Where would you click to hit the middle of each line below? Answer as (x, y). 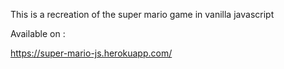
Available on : (38, 33)
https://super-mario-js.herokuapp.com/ (91, 53)
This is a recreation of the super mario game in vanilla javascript (142, 14)
